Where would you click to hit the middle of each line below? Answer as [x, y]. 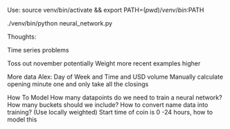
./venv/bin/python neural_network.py [60, 23]
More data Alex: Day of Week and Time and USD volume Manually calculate [115, 77]
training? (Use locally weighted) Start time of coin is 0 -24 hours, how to [110, 112]
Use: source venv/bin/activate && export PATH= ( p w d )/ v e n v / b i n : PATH [106, 10]
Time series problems [38, 50]
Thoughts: [22, 37]
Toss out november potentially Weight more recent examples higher [104, 63]
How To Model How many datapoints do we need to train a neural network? [115, 97]
